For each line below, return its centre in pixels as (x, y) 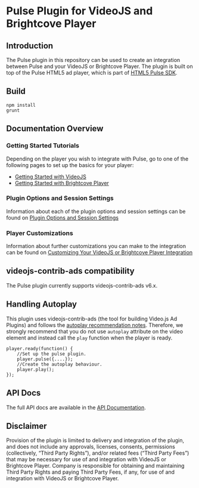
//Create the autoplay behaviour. (60, 364)
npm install (21, 105)
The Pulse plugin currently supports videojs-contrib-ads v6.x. (82, 285)
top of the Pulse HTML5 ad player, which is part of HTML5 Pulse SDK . (92, 72)
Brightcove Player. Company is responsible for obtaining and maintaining (95, 466)
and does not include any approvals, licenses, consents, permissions (91, 447)
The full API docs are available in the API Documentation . (76, 407)
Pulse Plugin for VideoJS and (80, 11)
